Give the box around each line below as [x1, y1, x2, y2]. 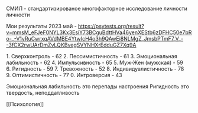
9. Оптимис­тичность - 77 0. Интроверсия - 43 [6, 72, 122, 78]
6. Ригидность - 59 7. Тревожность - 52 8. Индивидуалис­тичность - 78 [6, 65, 184, 72]
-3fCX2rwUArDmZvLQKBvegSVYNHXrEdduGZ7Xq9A [6, 41, 137, 48]
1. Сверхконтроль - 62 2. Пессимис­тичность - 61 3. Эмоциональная [6, 53, 177, 59]
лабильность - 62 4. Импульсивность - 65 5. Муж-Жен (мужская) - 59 [6, 59, 183, 66]
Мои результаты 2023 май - [6, 23, 77, 29]
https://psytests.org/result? [77, 23, 145, 29]
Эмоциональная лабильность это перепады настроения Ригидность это [6, 83, 189, 90]
